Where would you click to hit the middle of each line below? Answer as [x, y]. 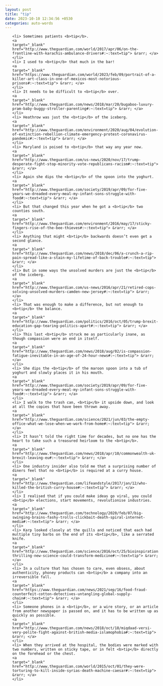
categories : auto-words [29, 23]
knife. [19, 539]
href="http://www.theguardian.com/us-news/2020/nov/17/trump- [76, 160]
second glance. [27, 241]
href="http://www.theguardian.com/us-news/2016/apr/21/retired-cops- [84, 288]
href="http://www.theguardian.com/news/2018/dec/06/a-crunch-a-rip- [83, 253]
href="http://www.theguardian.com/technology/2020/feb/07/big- [78, 513]
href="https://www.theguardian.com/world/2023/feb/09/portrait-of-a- [84, 75]
